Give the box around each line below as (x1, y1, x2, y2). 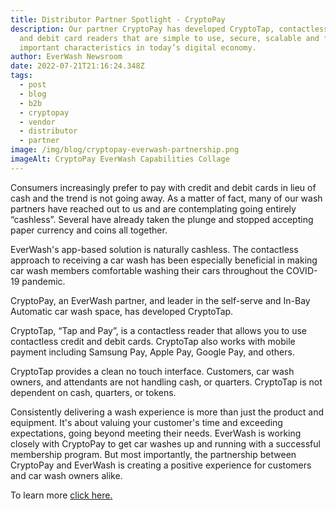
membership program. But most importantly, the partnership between (10, 448, 297, 460)
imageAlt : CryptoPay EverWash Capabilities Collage (10, 154, 230, 164)
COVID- (286, 264, 318, 276)
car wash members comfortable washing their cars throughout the (10, 264, 285, 276)
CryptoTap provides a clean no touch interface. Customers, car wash (10, 365, 295, 377)
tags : (10, 71, 33, 81)
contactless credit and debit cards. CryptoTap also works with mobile (10, 335, 296, 347)
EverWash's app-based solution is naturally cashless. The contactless (10, 243, 299, 255)
